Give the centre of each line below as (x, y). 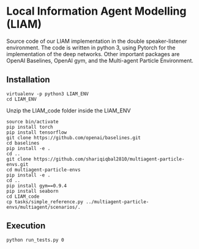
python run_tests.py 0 (35, 240)
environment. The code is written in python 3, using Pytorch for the (91, 48)
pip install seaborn (33, 191)
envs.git (17, 164)
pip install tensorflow (37, 132)
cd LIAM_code (23, 197)
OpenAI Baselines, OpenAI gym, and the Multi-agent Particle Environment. (100, 60)
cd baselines (23, 143)
